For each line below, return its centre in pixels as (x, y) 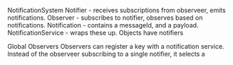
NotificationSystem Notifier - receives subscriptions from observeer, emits (116, 10)
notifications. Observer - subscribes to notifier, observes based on (105, 18)
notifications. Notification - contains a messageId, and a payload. (103, 25)
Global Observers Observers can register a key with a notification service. (116, 46)
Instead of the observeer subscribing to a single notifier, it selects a (106, 54)
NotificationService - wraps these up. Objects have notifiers (95, 32)
